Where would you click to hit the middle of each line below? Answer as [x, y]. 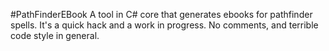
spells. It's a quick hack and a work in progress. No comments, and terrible [164, 25]
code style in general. [55, 35]
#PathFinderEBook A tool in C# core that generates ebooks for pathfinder [161, 14]
